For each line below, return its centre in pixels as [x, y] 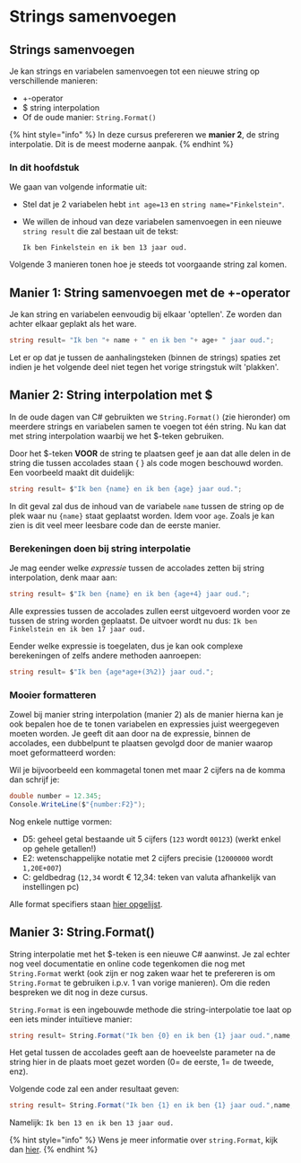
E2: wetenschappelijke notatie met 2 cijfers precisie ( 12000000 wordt [147, 858]
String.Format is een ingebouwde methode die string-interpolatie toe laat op [150, 1009]
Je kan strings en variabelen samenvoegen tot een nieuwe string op [134, 71]
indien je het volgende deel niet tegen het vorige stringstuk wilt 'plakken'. [144, 366]
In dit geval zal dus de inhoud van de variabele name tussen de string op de [147, 506]
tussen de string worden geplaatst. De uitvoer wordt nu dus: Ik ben [133, 621]
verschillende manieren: [54, 81]
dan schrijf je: [34, 780]
